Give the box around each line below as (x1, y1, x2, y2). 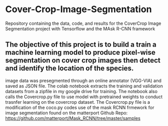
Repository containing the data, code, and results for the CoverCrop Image (5, 20, 161, 26)
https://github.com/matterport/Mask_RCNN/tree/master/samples (5, 115, 141, 121)
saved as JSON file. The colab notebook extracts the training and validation (5, 82, 163, 89)
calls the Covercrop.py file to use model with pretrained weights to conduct (5, 94, 163, 100)
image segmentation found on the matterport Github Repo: (5, 110, 128, 116)
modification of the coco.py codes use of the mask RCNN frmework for (5, 104, 155, 110)
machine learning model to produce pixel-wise (5, 48, 156, 57)
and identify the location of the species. (5, 64, 134, 73)
